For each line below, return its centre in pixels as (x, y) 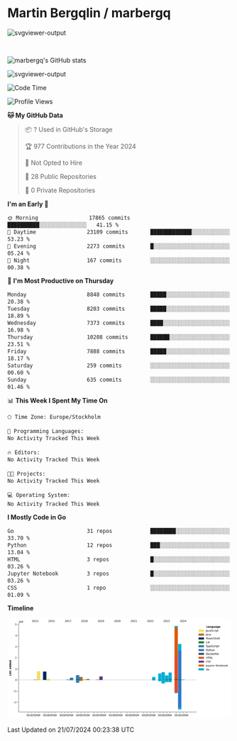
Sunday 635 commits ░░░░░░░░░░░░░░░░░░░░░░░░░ (119, 380)
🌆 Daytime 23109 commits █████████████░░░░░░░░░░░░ (119, 232)
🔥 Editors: (24, 452)
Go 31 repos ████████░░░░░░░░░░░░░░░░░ (119, 531)
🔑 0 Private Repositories (60, 190)
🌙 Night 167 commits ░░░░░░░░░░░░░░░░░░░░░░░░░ (119, 260)
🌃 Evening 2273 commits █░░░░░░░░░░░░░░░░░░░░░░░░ (119, 246)
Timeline (21, 608)
